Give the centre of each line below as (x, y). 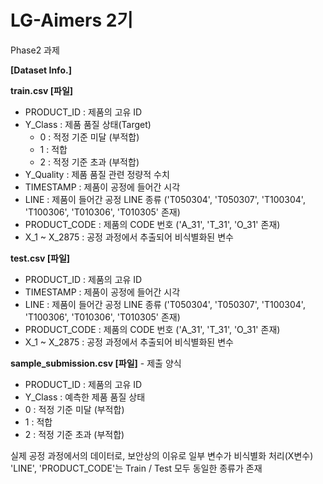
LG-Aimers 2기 (72, 20)
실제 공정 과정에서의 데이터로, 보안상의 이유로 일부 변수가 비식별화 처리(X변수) (162, 455)
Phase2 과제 (35, 50)
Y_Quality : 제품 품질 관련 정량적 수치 (97, 174)
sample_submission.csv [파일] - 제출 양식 (96, 363)
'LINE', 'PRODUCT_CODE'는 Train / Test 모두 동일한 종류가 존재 (136, 468)
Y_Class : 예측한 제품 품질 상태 (85, 397)
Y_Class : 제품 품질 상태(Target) (88, 124)
